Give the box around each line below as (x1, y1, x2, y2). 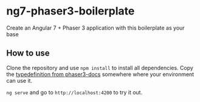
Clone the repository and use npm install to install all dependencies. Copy (6, 64, 193, 71)
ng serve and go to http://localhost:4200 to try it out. (6, 89, 143, 96)
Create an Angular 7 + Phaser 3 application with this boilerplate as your (6, 24, 185, 31)
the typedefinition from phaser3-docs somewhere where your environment (6, 71, 195, 78)
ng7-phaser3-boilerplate (6, 4, 135, 18)
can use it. (6, 77, 32, 84)
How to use (6, 48, 50, 59)
